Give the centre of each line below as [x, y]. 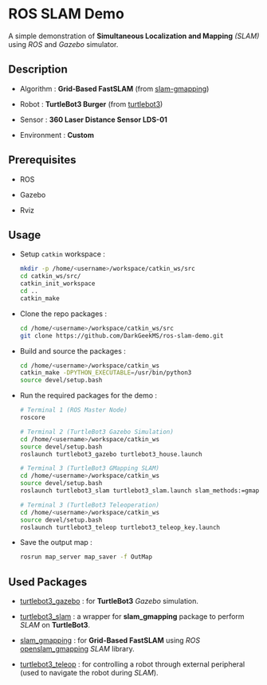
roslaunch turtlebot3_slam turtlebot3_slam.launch [106, 491]
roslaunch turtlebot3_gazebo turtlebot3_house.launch [111, 454]
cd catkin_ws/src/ [50, 276]
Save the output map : [56, 542]
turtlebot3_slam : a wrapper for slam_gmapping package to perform [132, 616]
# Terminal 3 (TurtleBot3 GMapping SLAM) [89, 468]
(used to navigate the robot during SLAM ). [89, 673]
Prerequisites [42, 160]
